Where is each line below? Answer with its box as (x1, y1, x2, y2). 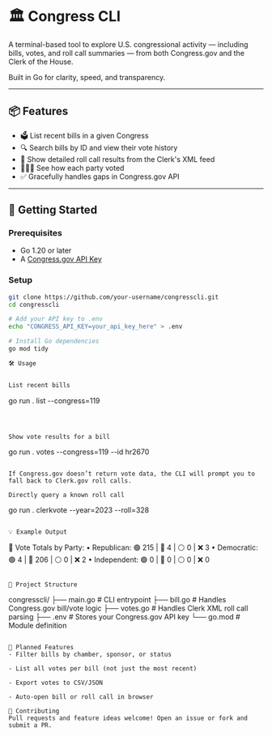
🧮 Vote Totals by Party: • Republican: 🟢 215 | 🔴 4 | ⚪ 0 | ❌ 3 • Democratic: (8, 542, 258, 552)
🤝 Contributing (8, 707, 60, 715)
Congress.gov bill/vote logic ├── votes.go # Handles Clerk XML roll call (8, 603, 249, 613)
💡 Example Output (8, 528, 67, 536)
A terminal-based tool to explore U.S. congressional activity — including (8, 39, 249, 49)
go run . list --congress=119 (8, 395, 100, 406)
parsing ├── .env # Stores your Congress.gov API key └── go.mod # (8, 611, 240, 621)
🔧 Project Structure (8, 581, 79, 589)
